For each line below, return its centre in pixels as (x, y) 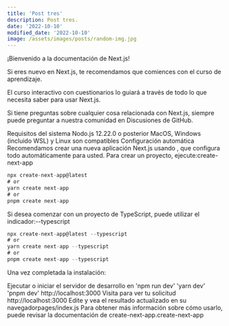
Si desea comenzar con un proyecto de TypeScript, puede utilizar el (103, 214)
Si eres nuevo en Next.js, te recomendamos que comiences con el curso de (114, 72)
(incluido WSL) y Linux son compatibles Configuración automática (101, 141)
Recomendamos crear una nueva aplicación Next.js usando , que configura (113, 148)
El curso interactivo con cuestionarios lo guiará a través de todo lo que (107, 93)
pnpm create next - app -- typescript (58, 259)
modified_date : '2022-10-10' (49, 33)
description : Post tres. (43, 20)
